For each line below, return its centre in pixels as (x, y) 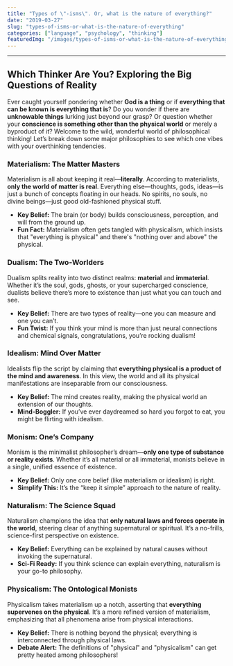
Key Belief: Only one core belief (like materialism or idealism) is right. (116, 480)
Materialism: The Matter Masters (63, 164)
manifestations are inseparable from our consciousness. (88, 383)
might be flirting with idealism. (60, 419)
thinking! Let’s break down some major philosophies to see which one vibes (115, 138)
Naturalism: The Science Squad (62, 506)
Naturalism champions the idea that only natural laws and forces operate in (116, 521)
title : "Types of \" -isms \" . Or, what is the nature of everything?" (110, 14)
